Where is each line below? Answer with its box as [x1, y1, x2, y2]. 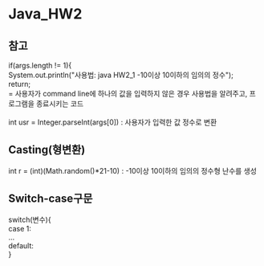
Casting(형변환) [8, 143, 86, 157]
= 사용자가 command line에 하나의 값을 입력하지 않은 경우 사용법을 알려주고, [8, 89, 248, 98]
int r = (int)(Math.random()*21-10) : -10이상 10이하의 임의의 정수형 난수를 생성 [8, 166, 257, 175]
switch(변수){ [8, 215, 51, 224]
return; [8, 80, 31, 88]
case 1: [8, 223, 32, 233]
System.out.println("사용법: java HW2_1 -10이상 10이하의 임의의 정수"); [8, 70, 234, 80]
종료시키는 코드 [35, 99, 84, 108]
